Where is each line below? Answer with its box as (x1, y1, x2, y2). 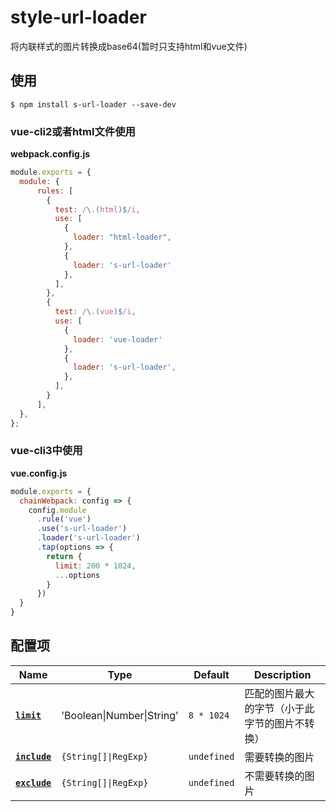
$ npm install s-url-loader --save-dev (10, 99, 177, 110)
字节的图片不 (244, 716, 305, 730)
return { (46, 551, 83, 561)
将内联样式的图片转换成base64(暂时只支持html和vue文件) (10, 40, 248, 52)
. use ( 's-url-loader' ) (36, 524, 128, 534)
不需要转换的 (244, 769, 305, 783)
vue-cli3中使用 (10, 444, 83, 458)
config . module (28, 505, 87, 515)
